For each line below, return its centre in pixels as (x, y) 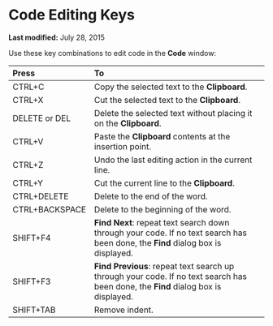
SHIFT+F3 (32, 281)
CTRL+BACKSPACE (50, 209)
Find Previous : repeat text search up (164, 266)
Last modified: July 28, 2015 (57, 37)
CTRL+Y (28, 182)
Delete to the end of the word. (151, 196)
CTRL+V (28, 141)
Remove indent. (124, 310)
